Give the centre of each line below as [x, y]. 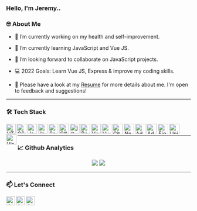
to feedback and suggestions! [50, 91]
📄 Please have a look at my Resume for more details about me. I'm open [101, 85]
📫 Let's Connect [30, 185]
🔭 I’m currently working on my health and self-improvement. [87, 37]
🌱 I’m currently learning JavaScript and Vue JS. [72, 48]
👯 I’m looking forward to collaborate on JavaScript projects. [86, 59]
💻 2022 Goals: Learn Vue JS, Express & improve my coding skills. [94, 71]
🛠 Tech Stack [26, 112]
